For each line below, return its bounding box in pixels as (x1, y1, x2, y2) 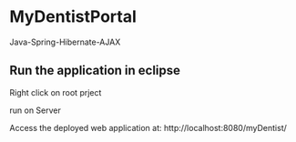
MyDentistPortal (9, 6, 137, 27)
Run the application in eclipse (9, 63, 180, 78)
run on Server (9, 105, 62, 116)
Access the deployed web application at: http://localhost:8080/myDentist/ (9, 122, 287, 133)
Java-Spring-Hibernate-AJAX (9, 36, 121, 47)
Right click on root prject (9, 86, 102, 97)
